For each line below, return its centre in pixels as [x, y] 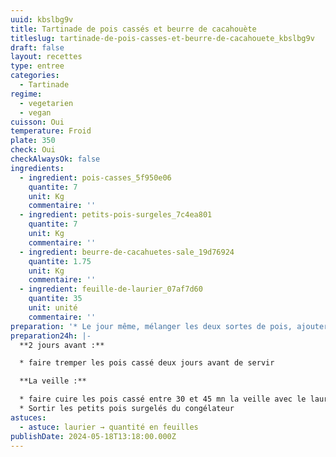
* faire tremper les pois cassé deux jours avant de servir [147, 363]
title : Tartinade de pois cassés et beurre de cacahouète [133, 29]
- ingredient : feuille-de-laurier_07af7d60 [111, 289]
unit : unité [53, 308]
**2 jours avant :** [62, 345]
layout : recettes [46, 57]
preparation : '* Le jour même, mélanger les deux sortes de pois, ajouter [169, 326]
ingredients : [37, 168]
